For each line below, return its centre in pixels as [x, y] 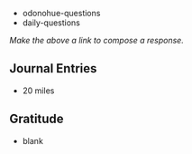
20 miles [38, 91]
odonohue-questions [61, 13]
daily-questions [51, 23]
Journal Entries [53, 68]
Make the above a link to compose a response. [97, 40]
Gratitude [37, 119]
